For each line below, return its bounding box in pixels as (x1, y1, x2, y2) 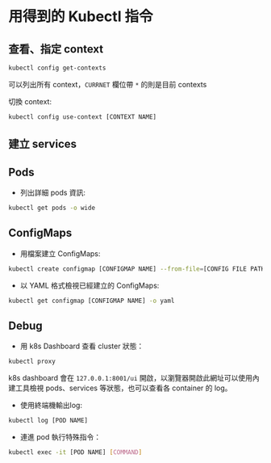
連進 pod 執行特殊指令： (19, 431, 102, 441)
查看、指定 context (8, 42, 104, 56)
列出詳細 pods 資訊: (19, 187, 86, 197)
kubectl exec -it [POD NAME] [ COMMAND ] (8, 448, 143, 457)
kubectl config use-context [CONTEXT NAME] (8, 112, 157, 121)
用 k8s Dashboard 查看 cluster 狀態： (19, 341, 144, 351)
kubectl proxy (8, 357, 56, 366)
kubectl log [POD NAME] (8, 417, 89, 425)
